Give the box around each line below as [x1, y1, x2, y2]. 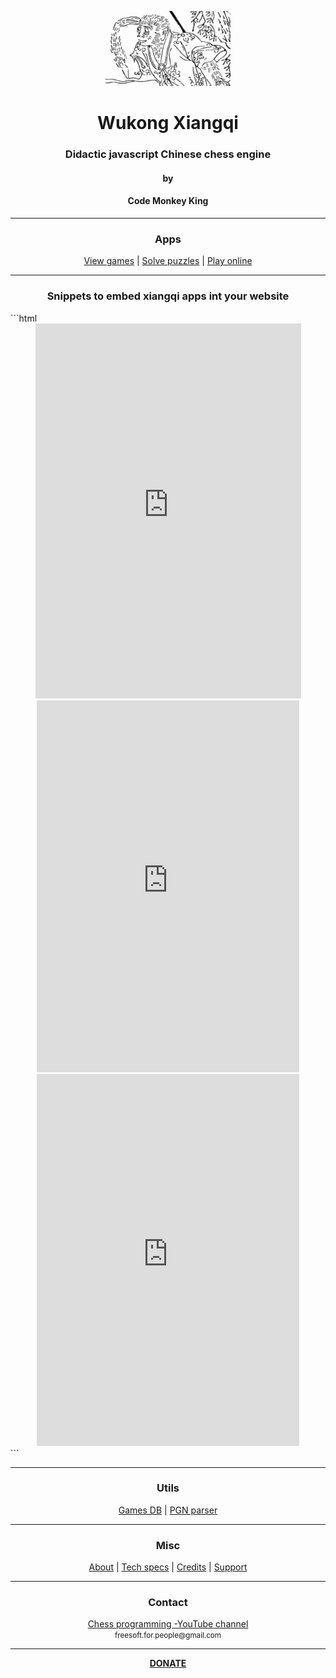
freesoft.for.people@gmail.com [114, 1631, 222, 1641]
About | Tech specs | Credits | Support [88, 1561, 248, 1573]
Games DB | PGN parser [118, 1504, 218, 1516]
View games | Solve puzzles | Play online [83, 255, 253, 267]
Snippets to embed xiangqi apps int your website [46, 289, 290, 303]
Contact [148, 1596, 188, 1610]
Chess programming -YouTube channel [87, 1618, 249, 1630]
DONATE [149, 1657, 187, 1670]
